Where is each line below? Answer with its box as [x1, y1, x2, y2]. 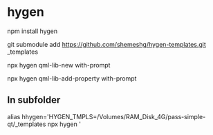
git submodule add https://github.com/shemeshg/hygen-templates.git [7, 40, 206, 48]
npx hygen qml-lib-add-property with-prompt [7, 74, 137, 83]
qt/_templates [7, 120, 46, 128]
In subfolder [7, 94, 61, 106]
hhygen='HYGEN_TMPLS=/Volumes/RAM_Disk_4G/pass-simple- [21, 112, 206, 121]
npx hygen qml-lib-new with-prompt [7, 61, 111, 69]
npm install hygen [7, 27, 58, 35]
